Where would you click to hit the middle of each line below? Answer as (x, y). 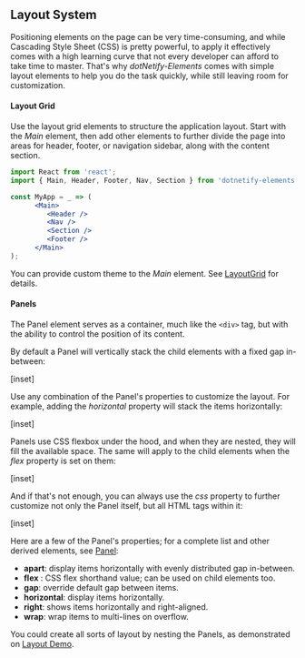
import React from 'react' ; (64, 172)
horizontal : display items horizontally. (94, 597)
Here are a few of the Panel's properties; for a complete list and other (140, 541)
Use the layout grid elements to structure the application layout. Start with (148, 127)
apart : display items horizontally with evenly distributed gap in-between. (159, 568)
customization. (38, 85)
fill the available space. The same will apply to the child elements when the (150, 450)
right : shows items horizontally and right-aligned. (116, 607)
